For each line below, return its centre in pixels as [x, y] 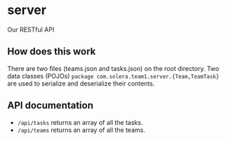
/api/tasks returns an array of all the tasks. [80, 122]
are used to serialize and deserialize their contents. [81, 83]
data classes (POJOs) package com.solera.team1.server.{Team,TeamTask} [113, 76]
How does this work [52, 52]
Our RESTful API [31, 29]
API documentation [50, 106]
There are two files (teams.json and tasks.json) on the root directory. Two [113, 68]
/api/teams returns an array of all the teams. [81, 130]
